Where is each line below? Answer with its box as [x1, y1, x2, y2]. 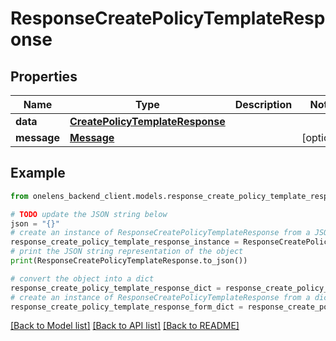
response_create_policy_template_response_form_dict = [10, 302, 244, 312]
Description [234, 98, 293, 111]
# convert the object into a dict [10, 273, 155, 284]
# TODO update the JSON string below [10, 209, 168, 219]
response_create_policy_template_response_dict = [10, 283, 222, 293]
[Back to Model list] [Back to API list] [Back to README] [10, 320, 240, 332]
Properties [10, 68, 78, 85]
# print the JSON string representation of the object [10, 247, 244, 257]
